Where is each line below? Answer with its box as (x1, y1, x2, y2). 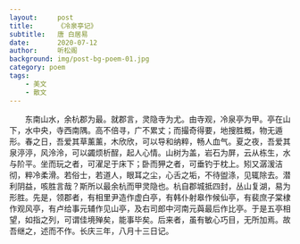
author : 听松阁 (9, 46, 78, 55)
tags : (9, 72, 29, 80)
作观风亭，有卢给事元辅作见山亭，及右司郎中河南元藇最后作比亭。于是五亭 (9, 203, 283, 214)
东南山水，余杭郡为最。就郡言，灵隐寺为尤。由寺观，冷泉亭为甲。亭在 (24, 114, 283, 124)
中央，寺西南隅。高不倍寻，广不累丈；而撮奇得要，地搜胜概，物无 (32, 124, 275, 135)
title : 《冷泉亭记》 (9, 21, 98, 30)
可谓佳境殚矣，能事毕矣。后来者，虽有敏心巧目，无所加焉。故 (63, 214, 291, 224)
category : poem (9, 63, 66, 72)
